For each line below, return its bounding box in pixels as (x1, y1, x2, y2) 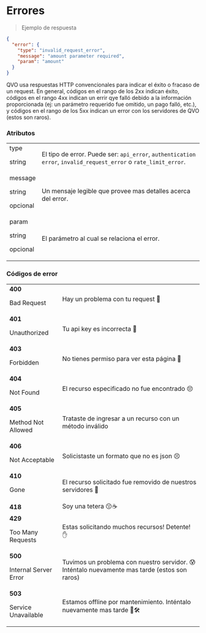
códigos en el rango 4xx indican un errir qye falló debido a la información (6, 94, 192, 102)
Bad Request (9, 298, 47, 307)
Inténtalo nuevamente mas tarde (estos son (62, 565, 187, 574)
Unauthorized (9, 328, 49, 337)
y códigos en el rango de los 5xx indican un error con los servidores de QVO (6, 107, 199, 115)
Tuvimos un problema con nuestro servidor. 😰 (62, 558, 196, 566)
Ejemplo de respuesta (21, 24, 77, 31)
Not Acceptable (9, 455, 55, 464)
